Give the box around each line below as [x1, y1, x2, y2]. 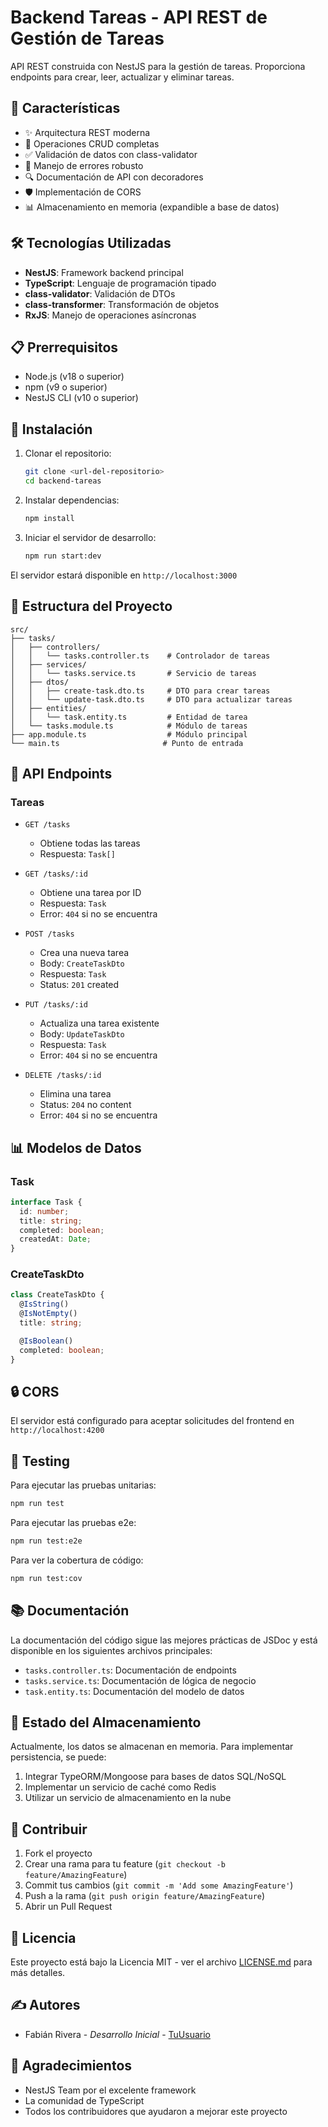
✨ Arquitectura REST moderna [24, 126, 151, 138]
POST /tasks [24, 929, 75, 940]
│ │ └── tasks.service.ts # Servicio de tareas [10, 668, 257, 678]
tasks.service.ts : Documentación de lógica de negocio [24, 1674, 257, 1686]
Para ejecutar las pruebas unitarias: [10, 1479, 157, 1491]
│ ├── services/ [10, 659, 87, 670]
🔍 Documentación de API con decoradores [24, 171, 204, 183]
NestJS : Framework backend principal [24, 266, 184, 278]
